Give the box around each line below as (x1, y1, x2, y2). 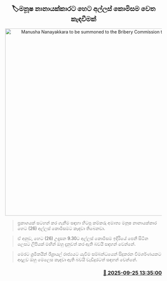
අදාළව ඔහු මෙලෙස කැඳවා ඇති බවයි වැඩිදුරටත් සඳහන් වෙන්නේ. (17, 257, 138, 263)
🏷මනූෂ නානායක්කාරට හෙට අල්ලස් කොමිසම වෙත (11, 4, 156, 13)
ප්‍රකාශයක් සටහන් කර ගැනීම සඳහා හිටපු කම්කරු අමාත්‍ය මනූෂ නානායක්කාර (17, 220, 158, 226)
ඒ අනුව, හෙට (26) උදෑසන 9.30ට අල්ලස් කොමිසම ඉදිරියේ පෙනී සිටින (17, 235, 149, 241)
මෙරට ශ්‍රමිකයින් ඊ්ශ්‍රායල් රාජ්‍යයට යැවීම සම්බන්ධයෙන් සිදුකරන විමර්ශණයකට (17, 251, 162, 257)
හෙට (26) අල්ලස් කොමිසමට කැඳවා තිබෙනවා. (17, 225, 105, 231)
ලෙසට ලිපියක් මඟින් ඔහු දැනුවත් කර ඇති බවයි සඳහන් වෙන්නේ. (17, 241, 136, 247)
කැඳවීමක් (71, 15, 96, 23)
